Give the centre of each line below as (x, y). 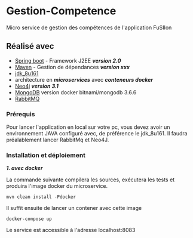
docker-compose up (29, 219)
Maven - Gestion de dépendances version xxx (72, 67)
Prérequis (21, 114)
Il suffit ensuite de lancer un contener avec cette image (74, 208)
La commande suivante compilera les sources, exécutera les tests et (91, 180)
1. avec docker (24, 168)
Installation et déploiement (46, 155)
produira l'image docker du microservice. (57, 186)
